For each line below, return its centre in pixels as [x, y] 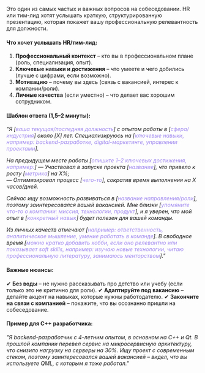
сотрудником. [33, 102]
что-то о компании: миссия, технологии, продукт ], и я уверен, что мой [99, 211]
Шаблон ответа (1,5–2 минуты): [48, 115]
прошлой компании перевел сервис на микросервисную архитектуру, [99, 344]
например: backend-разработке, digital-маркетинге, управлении [92, 142]
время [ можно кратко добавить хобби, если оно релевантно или [92, 243]
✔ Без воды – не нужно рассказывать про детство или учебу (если [95, 284]
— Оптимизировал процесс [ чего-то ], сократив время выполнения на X [101, 180]
